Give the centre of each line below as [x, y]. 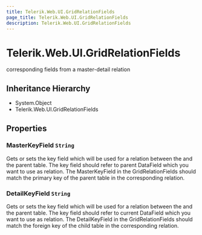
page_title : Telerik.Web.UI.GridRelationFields [67, 17]
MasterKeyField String [40, 145]
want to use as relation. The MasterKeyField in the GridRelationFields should [101, 171]
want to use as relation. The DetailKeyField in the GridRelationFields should [99, 219]
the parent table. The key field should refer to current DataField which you [99, 213]
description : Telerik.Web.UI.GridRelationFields [69, 23]
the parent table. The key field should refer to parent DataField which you [97, 165]
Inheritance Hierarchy [48, 88]
